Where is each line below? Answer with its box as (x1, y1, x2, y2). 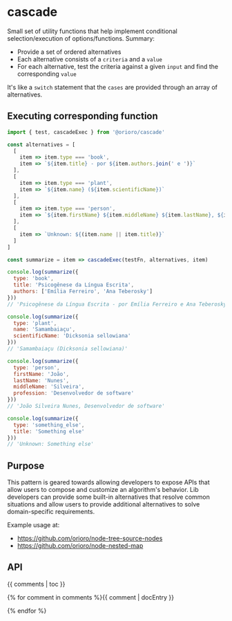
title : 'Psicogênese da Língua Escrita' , (13, 282, 135, 288)
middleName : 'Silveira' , (13, 384, 85, 391)
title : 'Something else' (13, 428, 85, 435)
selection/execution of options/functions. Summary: (7, 34, 155, 42)
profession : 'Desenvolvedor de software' (13, 390, 135, 397)
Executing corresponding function (7, 110, 159, 122)
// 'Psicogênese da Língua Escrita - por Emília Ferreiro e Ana (7, 301, 196, 308)
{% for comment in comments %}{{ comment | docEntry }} (7, 593, 175, 601)
